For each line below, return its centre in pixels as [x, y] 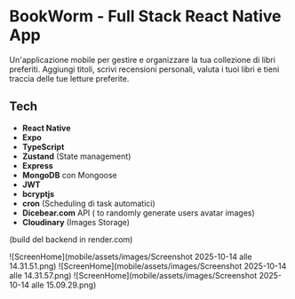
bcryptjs [38, 193]
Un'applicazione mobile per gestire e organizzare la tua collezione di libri [142, 59]
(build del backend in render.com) [71, 239]
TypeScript [43, 146]
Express [37, 165]
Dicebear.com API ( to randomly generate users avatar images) [138, 212]
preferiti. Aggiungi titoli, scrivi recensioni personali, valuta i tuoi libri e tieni [144, 69]
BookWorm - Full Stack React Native [145, 16]
